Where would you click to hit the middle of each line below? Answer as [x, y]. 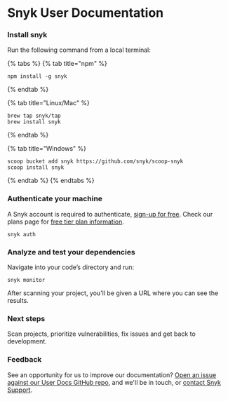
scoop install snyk [36, 168]
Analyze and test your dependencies [71, 252]
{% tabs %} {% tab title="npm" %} [57, 64]
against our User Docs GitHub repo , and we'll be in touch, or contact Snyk [114, 382]
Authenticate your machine [55, 199]
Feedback [25, 360]
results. [18, 301]
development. [27, 341]
